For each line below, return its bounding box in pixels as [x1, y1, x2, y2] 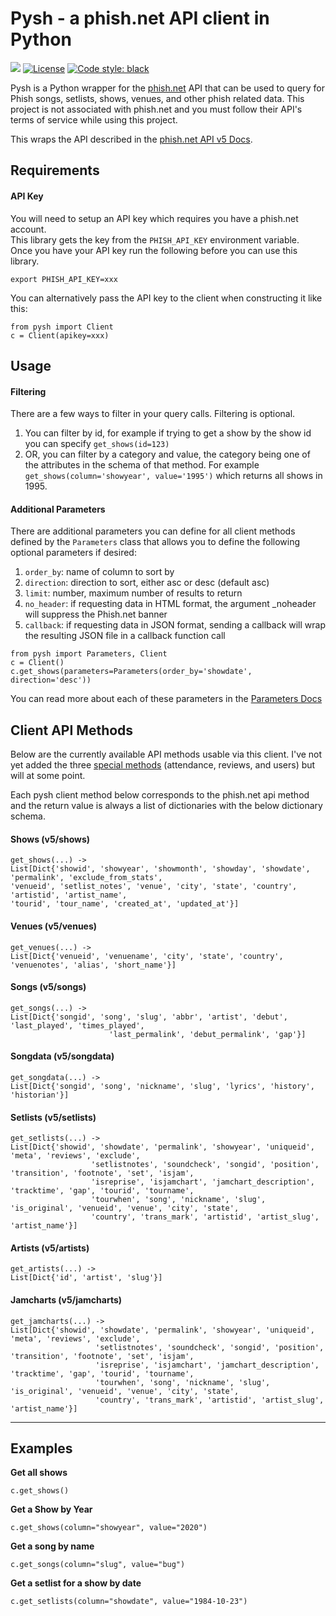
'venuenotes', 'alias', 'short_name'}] [10, 960, 177, 970]
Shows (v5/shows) [10, 833, 91, 845]
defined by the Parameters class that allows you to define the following [10, 536, 301, 548]
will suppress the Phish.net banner [24, 608, 168, 621]
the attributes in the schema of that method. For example [24, 459, 260, 471]
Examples [10, 1440, 73, 1457]
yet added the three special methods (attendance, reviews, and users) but [10, 759, 316, 771]
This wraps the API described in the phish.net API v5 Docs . [10, 133, 253, 145]
